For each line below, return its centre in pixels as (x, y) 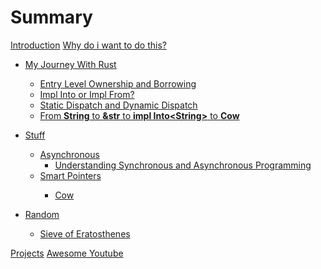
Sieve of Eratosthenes (85, 233)
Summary (51, 17)
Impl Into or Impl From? (87, 94)
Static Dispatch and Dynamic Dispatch (118, 105)
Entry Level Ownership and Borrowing (118, 83)
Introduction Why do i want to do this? (88, 45)
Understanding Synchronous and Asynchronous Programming (183, 165)
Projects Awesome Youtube (67, 253)
